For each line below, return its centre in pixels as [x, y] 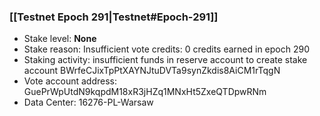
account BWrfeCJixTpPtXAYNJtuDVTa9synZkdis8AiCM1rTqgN [152, 71]
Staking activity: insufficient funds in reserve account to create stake [165, 60]
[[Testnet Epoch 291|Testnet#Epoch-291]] [114, 17]
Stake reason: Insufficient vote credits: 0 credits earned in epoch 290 [167, 49]
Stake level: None [60, 39]
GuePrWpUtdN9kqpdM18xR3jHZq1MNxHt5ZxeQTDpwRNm [145, 92]
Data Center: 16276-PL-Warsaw [88, 102]
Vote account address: [70, 81]
